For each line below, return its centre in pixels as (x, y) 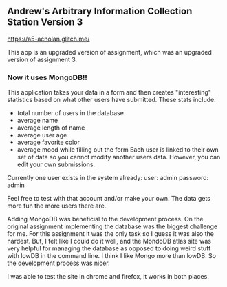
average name (37, 121)
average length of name (51, 128)
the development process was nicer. (58, 263)
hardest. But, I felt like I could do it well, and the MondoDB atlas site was (109, 241)
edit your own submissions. (56, 164)
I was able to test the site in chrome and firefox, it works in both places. (108, 277)
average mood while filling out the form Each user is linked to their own (118, 150)
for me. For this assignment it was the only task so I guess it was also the (111, 234)
